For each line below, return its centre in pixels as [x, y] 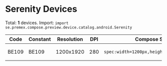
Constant [40, 39]
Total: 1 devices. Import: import [37, 23]
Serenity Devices [41, 9]
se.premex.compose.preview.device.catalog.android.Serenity [69, 27]
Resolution [70, 39]
